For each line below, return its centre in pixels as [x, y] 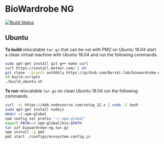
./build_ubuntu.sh [24, 82]
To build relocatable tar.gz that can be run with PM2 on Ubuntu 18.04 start [81, 49]
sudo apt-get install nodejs [35, 109]
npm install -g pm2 [25, 132]
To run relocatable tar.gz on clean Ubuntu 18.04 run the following [72, 91]
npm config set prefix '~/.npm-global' [46, 118]
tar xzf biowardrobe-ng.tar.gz [37, 127]
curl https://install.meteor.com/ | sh [46, 68]
